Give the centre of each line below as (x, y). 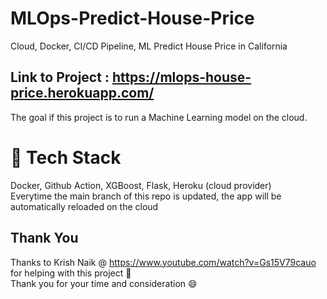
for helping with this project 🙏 (71, 273)
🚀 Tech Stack (66, 157)
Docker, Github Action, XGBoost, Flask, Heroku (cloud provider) (141, 185)
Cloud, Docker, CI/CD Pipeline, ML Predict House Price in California (149, 46)
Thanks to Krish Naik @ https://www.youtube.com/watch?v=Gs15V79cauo (163, 262)
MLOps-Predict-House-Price (132, 18)
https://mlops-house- (181, 77)
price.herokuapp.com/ (82, 93)
